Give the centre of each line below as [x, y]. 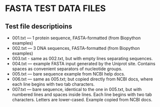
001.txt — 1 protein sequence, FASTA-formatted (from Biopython [76, 38]
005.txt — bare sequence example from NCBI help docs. [68, 74]
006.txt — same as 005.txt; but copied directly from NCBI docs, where [82, 79]
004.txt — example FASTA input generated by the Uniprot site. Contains [84, 64]
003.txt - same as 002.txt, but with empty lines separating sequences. [82, 58]
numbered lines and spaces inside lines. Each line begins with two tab [82, 94]
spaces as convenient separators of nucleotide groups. [67, 69]
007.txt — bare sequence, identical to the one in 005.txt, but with [77, 89]
